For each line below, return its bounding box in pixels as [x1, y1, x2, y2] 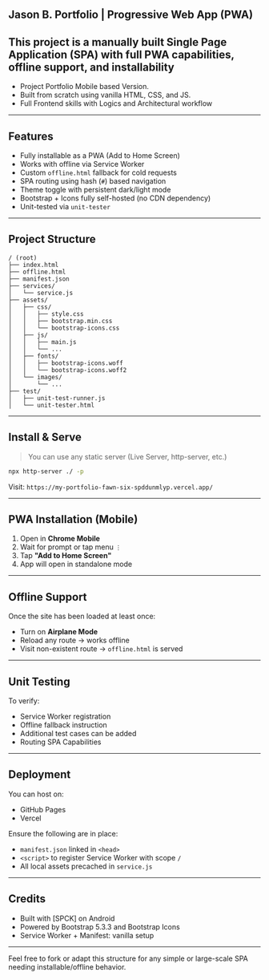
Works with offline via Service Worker [19, 160, 145, 169]
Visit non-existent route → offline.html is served [19, 644, 183, 654]
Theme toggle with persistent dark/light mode [19, 185, 171, 195]
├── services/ [8, 281, 56, 290]
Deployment [8, 767, 71, 782]
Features [8, 129, 54, 143]
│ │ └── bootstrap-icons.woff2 [8, 366, 127, 374]
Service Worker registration [19, 711, 111, 721]
